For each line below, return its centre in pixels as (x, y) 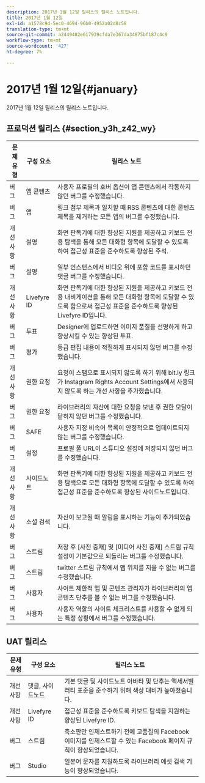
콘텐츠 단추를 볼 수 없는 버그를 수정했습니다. (116, 597)
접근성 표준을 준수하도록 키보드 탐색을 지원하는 (128, 711)
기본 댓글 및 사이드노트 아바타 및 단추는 (117, 681)
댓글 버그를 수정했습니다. (91, 276)
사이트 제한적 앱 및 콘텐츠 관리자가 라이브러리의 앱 (125, 588)
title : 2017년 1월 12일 (34, 18)
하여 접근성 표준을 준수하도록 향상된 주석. (113, 251)
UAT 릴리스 (27, 641)
